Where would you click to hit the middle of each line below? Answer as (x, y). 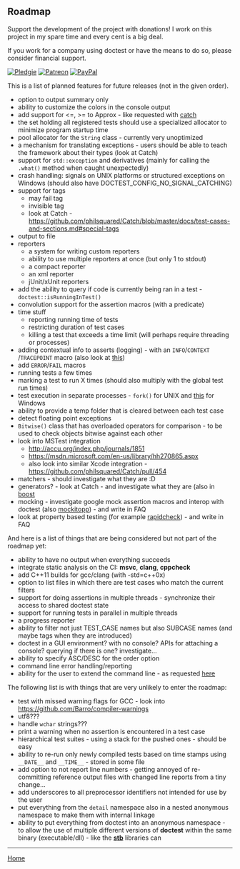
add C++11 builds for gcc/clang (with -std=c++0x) (91, 575)
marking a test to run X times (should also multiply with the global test (120, 380)
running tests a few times (55, 372)
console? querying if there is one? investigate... (87, 651)
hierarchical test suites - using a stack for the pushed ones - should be (122, 739)
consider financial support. (47, 58)
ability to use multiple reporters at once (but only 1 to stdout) (117, 258)
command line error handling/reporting (75, 665)
